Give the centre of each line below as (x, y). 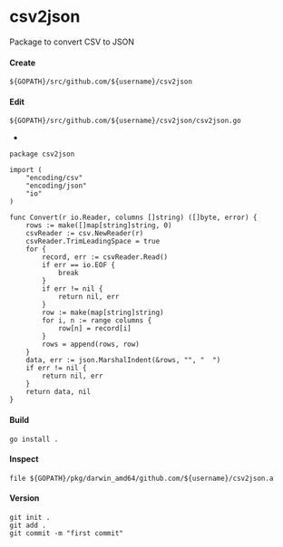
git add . (28, 525)
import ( (26, 170)
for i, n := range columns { (97, 321)
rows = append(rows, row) (91, 345)
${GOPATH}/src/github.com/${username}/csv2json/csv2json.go (126, 121)
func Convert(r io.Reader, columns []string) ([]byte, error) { (133, 218)
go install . (34, 439)
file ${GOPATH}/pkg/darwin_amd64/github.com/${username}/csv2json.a (141, 478)
